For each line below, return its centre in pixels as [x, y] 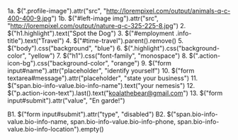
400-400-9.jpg [29, 18]
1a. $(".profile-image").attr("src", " [57, 11]
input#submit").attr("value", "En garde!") [66, 101]
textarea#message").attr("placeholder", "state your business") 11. [103, 78]
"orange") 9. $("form [141, 63]
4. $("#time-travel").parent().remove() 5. [125, 41]
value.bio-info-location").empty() [56, 129]
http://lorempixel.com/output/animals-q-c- [168, 11]
